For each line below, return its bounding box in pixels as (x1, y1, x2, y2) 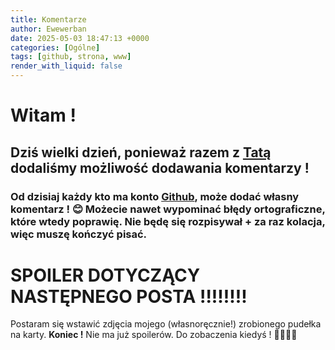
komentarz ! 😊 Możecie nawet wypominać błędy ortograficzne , (10, 202, 326, 216)
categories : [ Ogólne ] (10, 42, 101, 53)
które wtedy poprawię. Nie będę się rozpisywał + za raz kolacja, (10, 214, 326, 228)
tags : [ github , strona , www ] (10, 52, 132, 62)
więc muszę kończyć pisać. (10, 227, 148, 241)
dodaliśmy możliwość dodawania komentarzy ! (10, 159, 310, 176)
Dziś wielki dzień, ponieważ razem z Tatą (10, 144, 272, 161)
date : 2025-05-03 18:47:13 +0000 (10, 33, 150, 43)
